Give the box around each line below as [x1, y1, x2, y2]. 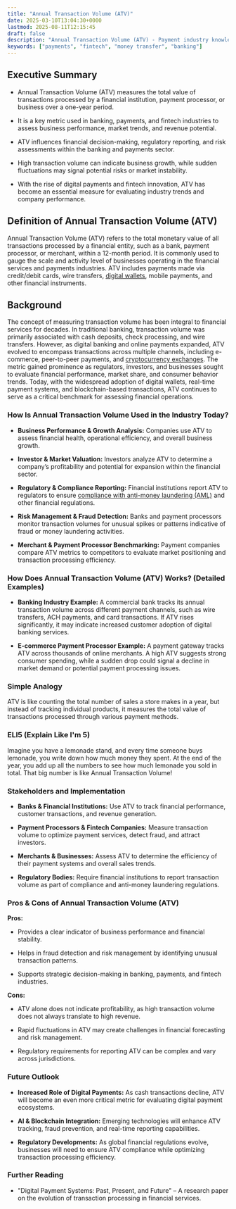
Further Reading [7, 1170, 64, 1180]
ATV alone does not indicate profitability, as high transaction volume [17, 1005, 216, 1013]
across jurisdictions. [17, 1054, 76, 1063]
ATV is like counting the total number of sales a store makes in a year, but [7, 698, 220, 706]
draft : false [7, 30, 46, 37]
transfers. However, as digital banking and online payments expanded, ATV [7, 340, 225, 349]
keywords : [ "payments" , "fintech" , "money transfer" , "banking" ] [7, 43, 203, 50]
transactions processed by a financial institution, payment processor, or [17, 95, 225, 104]
